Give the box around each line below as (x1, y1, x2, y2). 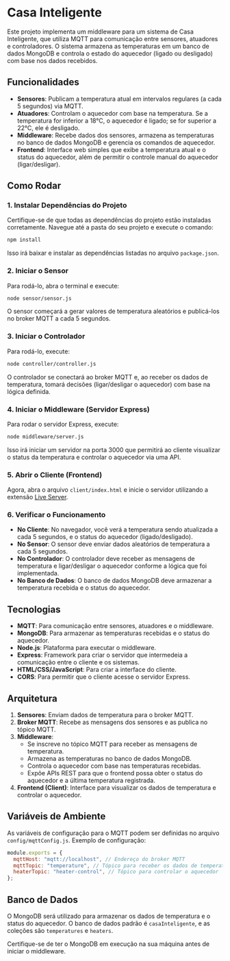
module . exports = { (7, 849, 63, 856)
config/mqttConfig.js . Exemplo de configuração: (7, 836, 146, 844)
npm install (7, 236, 41, 244)
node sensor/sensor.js (7, 295, 72, 302)
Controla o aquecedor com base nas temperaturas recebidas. (27, 762, 201, 770)
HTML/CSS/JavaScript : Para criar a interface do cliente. (16, 666, 177, 674)
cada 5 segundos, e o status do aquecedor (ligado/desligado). (16, 533, 193, 541)
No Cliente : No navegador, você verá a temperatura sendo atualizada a (16, 525, 218, 534)
